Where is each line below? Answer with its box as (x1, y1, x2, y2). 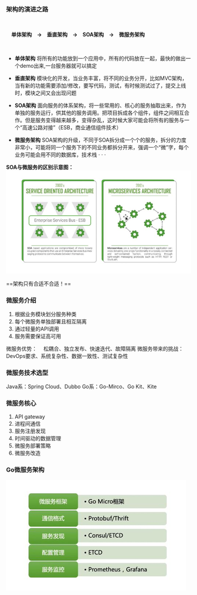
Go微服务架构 (6, 466, 45, 474)
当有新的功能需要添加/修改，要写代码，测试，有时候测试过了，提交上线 (14, 82, 186, 89)
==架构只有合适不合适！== (6, 280, 72, 287)
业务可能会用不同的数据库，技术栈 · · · (14, 151, 106, 158)
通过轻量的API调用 (14, 325, 60, 333)
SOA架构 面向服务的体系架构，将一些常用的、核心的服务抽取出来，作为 (14, 102, 186, 109)
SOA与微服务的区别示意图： (6, 163, 74, 171)
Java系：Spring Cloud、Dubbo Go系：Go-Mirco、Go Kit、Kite (6, 383, 157, 390)
